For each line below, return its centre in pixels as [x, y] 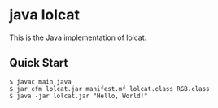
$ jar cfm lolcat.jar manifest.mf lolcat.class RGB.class [109, 89]
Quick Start [39, 63]
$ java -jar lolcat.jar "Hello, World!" [79, 96]
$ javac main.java [40, 82]
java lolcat [45, 15]
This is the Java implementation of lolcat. [78, 37]
